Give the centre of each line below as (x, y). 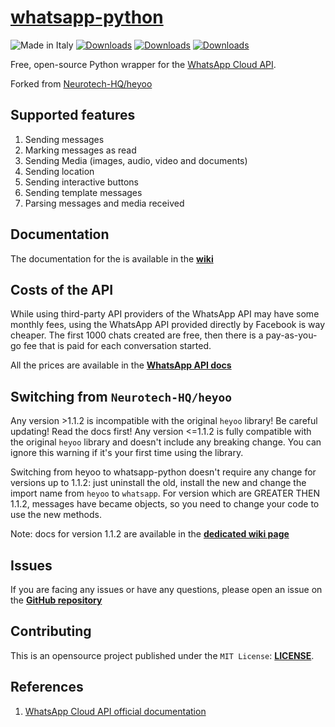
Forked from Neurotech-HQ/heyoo (81, 83)
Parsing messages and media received (104, 203)
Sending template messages (83, 192)
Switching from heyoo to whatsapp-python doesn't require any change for (163, 472)
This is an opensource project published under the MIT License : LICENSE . (162, 655)
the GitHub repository (56, 600)
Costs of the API (62, 289)
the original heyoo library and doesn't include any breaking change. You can (166, 442)
